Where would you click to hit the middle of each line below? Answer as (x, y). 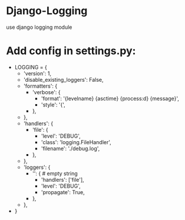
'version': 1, (37, 73)
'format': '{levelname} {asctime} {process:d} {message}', (110, 98)
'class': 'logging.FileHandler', (76, 142)
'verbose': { (46, 92)
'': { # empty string (55, 173)
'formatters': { (40, 86)
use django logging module (39, 27)
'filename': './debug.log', (70, 148)
